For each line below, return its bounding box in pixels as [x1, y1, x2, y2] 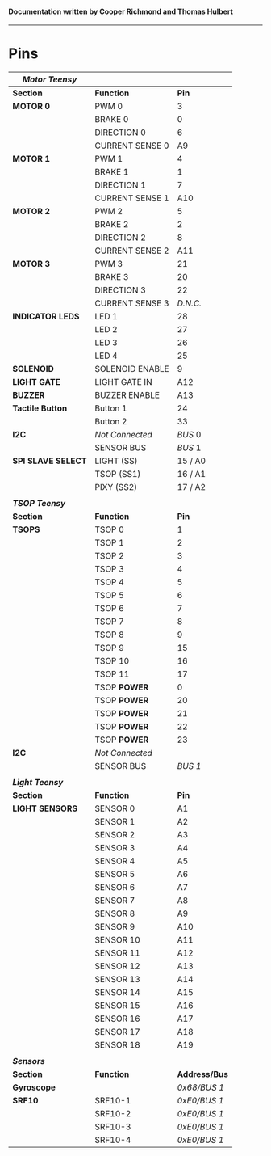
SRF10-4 [94, 1134, 131, 1145]
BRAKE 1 [94, 167, 129, 178]
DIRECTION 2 [94, 232, 147, 243]
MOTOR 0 [12, 101, 51, 112]
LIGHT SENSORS [12, 803, 78, 814]
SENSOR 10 [94, 935, 141, 946]
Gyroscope [12, 1082, 56, 1093]
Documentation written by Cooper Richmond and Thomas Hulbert [8, 6, 234, 16]
